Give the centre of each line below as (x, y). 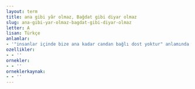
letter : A (18, 28)
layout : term (22, 11)
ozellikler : (20, 50)
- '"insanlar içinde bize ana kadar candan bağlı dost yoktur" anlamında (98, 44)
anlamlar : (18, 39)
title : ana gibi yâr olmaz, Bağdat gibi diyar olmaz (72, 17)
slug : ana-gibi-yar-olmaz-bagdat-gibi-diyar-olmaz (69, 22)
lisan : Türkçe (23, 33)
